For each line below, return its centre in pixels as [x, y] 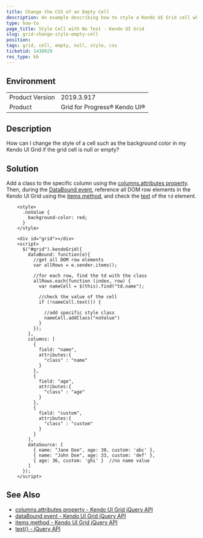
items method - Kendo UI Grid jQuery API [66, 522]
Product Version [32, 97]
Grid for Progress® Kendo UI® [103, 107]
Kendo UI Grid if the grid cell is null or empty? [63, 150]
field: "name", [58, 350]
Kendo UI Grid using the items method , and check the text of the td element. [101, 196]
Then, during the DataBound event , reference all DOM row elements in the [98, 190]
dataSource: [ [46, 445]
